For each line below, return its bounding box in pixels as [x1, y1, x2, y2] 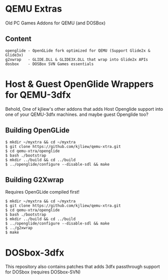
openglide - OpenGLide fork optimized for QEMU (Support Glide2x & [5, 48, 151, 53]
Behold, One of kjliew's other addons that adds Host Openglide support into [5, 106, 163, 112]
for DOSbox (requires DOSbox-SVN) [5, 269, 81, 275]
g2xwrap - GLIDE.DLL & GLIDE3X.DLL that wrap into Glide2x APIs [5, 57, 148, 62]
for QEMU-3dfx [5, 89, 71, 101]
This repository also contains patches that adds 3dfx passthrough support [5, 264, 160, 270]
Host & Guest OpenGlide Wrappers [5, 78, 154, 89]
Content [5, 35, 32, 43]
